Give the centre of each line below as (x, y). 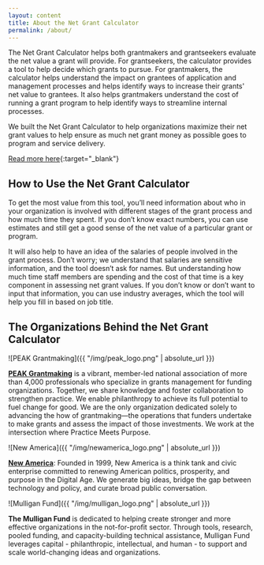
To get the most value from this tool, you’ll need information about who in (127, 203)
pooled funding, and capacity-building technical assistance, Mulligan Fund (129, 535)
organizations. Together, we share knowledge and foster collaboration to (126, 390)
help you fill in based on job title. (61, 302)
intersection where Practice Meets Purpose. (80, 432)
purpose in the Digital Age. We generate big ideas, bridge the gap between (130, 480)
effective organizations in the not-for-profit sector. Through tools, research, (131, 527)
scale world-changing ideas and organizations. (84, 552)
